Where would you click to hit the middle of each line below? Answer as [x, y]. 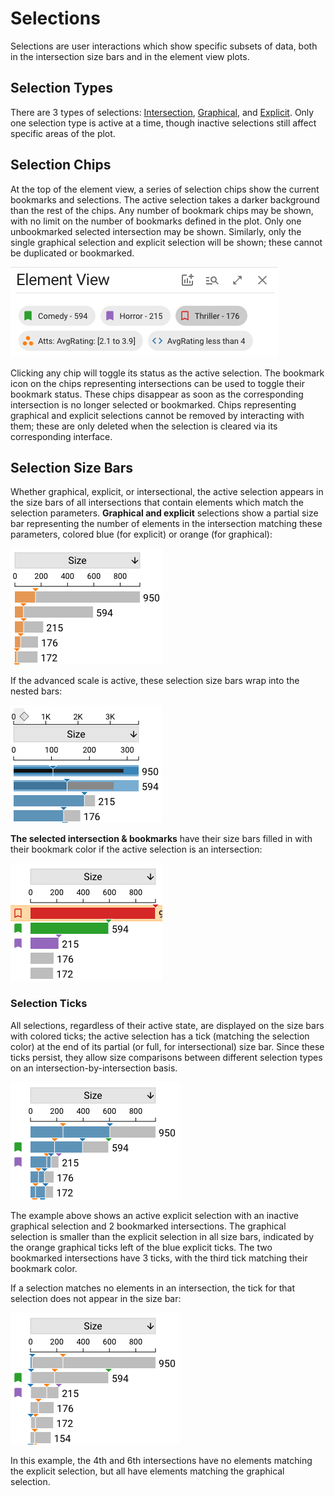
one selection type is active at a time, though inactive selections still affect [163, 123]
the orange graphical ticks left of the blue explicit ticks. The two [141, 1247]
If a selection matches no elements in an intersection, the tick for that [153, 1288]
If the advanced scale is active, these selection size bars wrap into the [155, 681]
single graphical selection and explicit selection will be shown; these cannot [166, 242]
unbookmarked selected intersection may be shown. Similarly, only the [156, 231]
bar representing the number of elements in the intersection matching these [166, 524]
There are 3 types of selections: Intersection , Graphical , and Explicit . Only [162, 112]
